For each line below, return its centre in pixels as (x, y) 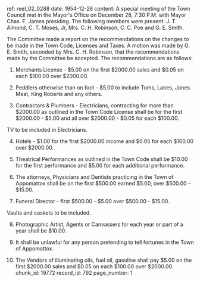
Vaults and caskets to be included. (49, 213)
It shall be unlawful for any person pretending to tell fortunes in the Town (104, 242)
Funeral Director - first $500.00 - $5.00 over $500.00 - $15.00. (93, 201)
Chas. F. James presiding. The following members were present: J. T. (92, 21)
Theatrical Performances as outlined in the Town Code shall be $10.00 (101, 159)
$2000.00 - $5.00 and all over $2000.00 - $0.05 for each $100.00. (97, 118)
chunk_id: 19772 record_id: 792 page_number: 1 (74, 273)
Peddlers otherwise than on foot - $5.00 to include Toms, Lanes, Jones (102, 88)
